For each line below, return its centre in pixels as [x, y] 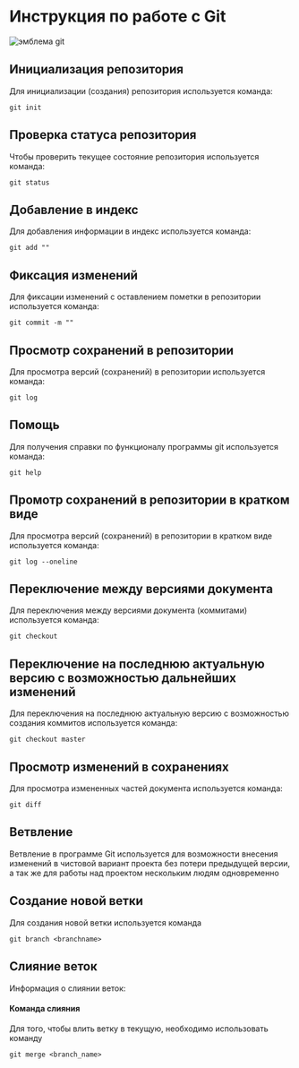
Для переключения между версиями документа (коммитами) [128, 610]
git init [26, 108]
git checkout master [48, 740]
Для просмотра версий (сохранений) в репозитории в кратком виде [141, 536]
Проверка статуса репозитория [103, 135]
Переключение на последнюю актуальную [137, 663]
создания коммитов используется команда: [94, 723]
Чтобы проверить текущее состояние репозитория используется [134, 156]
